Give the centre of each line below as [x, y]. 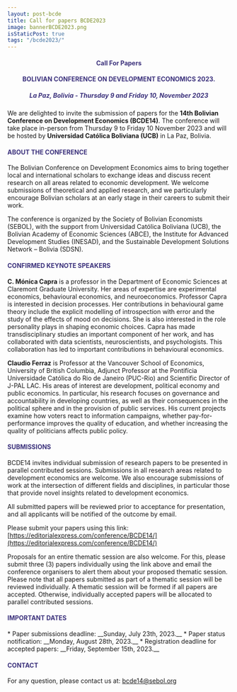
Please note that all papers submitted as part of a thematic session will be [115, 579]
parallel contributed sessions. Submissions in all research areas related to [115, 470]
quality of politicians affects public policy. [68, 430]
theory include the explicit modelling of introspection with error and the [111, 311]
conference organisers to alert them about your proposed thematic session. [117, 571]
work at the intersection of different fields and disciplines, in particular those [118, 485]
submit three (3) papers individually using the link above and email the [110, 564]
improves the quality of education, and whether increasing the [138, 423]
